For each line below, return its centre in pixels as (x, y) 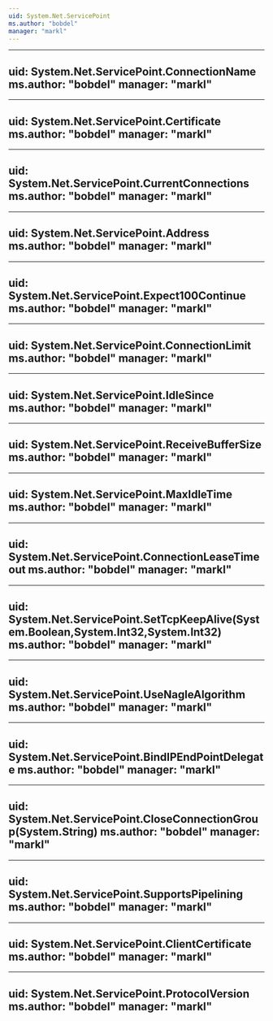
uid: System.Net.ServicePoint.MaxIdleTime (121, 495)
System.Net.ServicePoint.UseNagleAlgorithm (127, 695)
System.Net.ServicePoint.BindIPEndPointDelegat (136, 757)
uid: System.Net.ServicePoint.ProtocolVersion (129, 994)
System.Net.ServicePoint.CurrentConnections (129, 184)
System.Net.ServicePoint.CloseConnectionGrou (133, 819)
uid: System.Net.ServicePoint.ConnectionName (132, 71)
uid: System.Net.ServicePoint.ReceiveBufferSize (135, 445)
